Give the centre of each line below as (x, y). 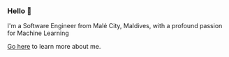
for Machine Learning (38, 33)
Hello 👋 (20, 11)
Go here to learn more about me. (54, 47)
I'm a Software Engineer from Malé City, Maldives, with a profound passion (115, 26)
